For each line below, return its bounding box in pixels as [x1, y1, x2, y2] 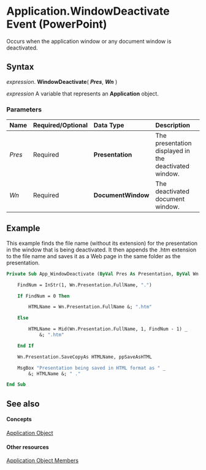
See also [6, 398, 40, 409]
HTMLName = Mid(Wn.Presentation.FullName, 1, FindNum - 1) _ [28, 326, 188, 332]
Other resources [6, 443, 49, 450]
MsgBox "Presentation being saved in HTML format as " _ [17, 365, 166, 371]
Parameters [6, 105, 42, 114]
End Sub [6, 381, 26, 388]
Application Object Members [6, 457, 78, 464]
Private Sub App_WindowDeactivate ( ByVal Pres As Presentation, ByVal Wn [6, 270, 199, 277]
